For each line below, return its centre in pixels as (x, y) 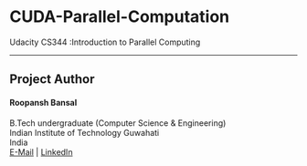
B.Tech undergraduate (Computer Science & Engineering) (118, 123)
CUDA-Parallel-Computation (120, 17)
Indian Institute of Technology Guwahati (85, 132)
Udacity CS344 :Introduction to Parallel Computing (105, 42)
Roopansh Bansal (43, 102)
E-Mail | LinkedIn (41, 151)
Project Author (52, 79)
